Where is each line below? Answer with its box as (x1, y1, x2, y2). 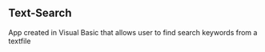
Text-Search (8, 6, 72, 20)
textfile (8, 36, 31, 46)
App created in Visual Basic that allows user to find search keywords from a (8, 27, 258, 37)
